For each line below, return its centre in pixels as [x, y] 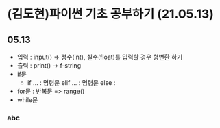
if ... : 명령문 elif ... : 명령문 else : [71, 82]
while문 [27, 100]
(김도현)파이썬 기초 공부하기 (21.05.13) [111, 14]
